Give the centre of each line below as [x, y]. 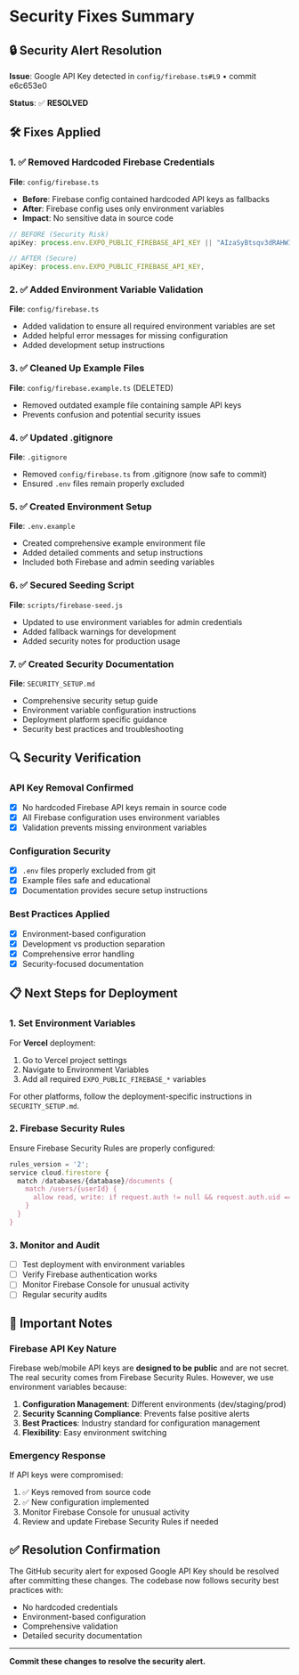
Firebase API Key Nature [63, 1348]
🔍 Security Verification [75, 758]
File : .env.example [42, 526]
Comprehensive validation [70, 1626]
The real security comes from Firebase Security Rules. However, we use [141, 1378]
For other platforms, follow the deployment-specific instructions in [130, 1096]
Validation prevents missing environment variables [114, 827]
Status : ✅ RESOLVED [49, 103]
